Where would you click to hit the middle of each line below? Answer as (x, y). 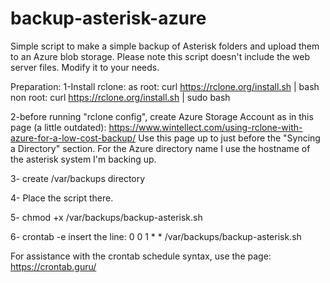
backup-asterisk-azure (108, 18)
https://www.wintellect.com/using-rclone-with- (205, 127)
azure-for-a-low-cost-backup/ (73, 138)
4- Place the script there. (62, 198)
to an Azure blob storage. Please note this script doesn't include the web (160, 56)
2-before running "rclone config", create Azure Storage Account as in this (162, 116)
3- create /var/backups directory (78, 178)
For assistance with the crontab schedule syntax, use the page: (141, 256)
